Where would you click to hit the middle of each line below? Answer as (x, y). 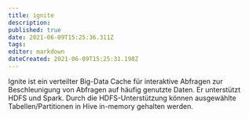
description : (29, 23)
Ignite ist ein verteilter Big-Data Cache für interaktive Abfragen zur (115, 81)
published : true (35, 30)
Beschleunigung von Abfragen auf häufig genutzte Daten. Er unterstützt (124, 89)
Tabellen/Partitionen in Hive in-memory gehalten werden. (101, 106)
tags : (17, 45)
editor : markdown (37, 52)
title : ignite (31, 15)
